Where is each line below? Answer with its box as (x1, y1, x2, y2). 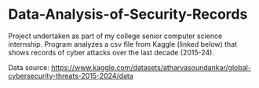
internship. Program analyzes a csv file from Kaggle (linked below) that (8, 39, 238, 48)
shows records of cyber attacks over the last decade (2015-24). (8, 48, 214, 57)
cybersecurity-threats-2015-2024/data (8, 71, 133, 80)
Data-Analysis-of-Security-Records (8, 5, 248, 23)
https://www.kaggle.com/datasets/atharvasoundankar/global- (50, 62, 251, 72)
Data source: (8, 62, 49, 72)
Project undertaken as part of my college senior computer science (8, 31, 223, 40)
